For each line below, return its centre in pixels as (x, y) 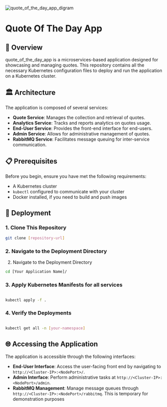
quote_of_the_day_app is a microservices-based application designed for (82, 60)
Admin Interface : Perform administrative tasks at (64, 377)
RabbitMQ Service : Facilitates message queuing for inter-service (81, 139)
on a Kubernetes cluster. (31, 76)
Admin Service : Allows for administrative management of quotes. (81, 133)
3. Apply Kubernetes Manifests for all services (64, 285)
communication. (30, 144)
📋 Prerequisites (31, 161)
